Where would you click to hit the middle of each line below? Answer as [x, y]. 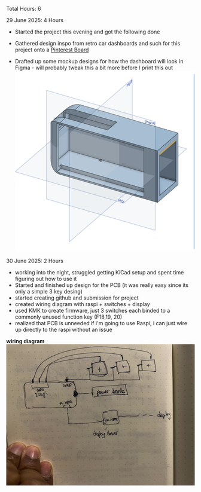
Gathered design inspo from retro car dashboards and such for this [98, 43]
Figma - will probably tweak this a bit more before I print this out [94, 68]
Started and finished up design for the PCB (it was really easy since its [102, 285]
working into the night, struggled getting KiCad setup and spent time [99, 273]
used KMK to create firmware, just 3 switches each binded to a [92, 311]
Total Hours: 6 [24, 9]
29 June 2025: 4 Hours [35, 20]
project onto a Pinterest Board [52, 50]
